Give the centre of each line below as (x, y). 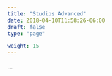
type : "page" (26, 33)
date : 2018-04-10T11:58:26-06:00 (56, 20)
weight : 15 (23, 46)
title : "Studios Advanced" (47, 14)
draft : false (26, 27)
